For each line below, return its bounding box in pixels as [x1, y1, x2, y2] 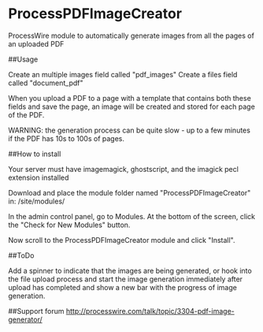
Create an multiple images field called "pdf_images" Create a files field [8, 69, 238, 79]
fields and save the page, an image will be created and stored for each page [8, 102, 256, 111]
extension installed [8, 173, 69, 182]
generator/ [8, 315, 43, 324]
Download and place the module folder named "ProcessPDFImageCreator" [8, 188, 251, 197]
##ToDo [8, 250, 35, 260]
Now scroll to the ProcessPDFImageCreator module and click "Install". [8, 235, 235, 244]
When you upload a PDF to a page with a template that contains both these [8, 93, 252, 103]
